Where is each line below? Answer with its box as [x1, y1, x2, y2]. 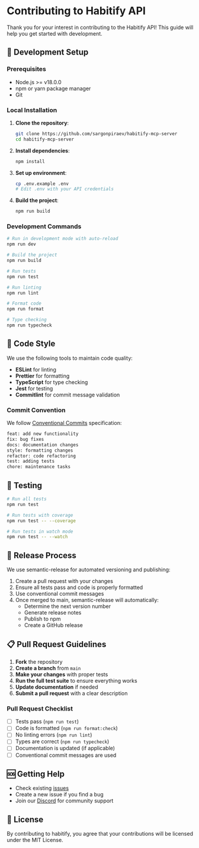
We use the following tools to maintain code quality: [7, 354, 133, 361]
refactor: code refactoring [7, 453, 76, 459]
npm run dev [7, 241, 36, 247]
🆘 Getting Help [7, 769, 65, 779]
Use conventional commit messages [15, 590, 104, 597]
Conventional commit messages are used [15, 751, 117, 759]
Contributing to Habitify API [7, 4, 146, 18]
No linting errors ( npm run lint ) [15, 731, 92, 738]
